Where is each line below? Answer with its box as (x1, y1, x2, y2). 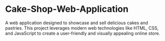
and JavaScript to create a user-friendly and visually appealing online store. (5, 30, 161, 36)
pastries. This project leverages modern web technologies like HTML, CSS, (5, 25, 159, 31)
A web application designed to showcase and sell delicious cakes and (5, 20, 148, 26)
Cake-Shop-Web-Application (5, 3, 129, 15)
